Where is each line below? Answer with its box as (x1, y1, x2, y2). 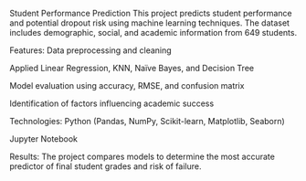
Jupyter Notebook (9, 133, 79, 144)
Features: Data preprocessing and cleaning (9, 45, 172, 56)
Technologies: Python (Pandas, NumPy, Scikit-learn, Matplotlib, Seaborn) (9, 116, 285, 126)
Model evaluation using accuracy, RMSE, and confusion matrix (9, 80, 245, 90)
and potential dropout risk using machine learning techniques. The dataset (9, 17, 290, 28)
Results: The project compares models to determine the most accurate (9, 151, 276, 162)
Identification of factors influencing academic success (9, 98, 215, 109)
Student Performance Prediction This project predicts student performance (9, 8, 292, 18)
